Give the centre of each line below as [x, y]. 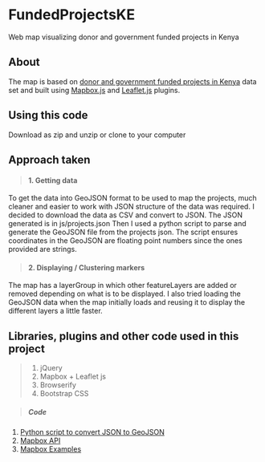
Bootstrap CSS [64, 394]
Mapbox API [40, 441]
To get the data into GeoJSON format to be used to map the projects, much [132, 198]
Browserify [58, 385]
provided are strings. [43, 249]
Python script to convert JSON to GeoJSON [92, 432]
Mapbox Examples [51, 449]
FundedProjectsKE [71, 15]
